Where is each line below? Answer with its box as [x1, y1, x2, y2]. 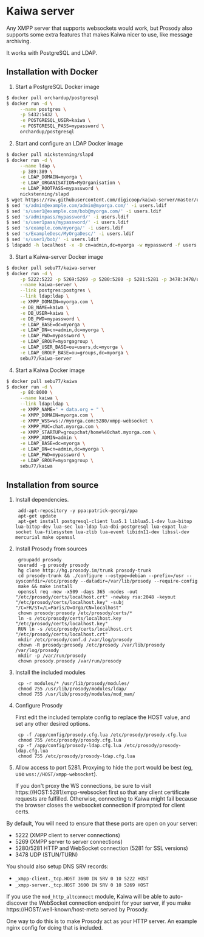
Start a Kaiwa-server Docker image [15, 253, 104, 260]
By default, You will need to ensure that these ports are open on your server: [6, 820, 198, 827]
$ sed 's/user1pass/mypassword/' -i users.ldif [6, 219, 129, 226]
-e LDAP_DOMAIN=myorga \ [19, 174, 83, 180]
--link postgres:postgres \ [19, 287, 91, 293]
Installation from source [6, 480, 99, 491]
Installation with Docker [6, 67, 98, 77]
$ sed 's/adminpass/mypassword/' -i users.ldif [6, 214, 129, 220]
